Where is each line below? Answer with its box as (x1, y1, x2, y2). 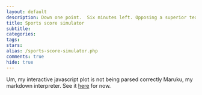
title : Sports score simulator (6, 20, 85, 26)
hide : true (6, 59, 34, 65)
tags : (6, 37, 20, 43)
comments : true (6, 54, 44, 60)
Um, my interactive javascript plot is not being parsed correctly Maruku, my (6, 76, 194, 83)
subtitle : (6, 25, 31, 32)
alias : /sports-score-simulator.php (6, 48, 98, 54)
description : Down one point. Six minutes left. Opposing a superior (6, 14, 187, 20)
